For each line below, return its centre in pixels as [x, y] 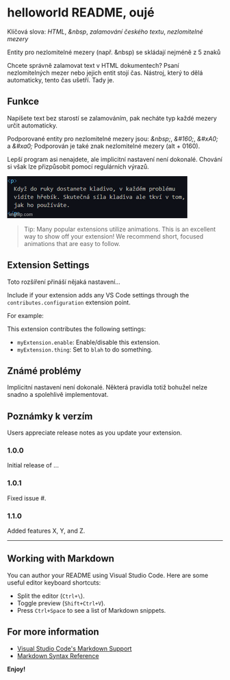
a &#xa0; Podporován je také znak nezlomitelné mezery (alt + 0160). [104, 146]
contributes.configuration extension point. [69, 302]
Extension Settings [48, 265]
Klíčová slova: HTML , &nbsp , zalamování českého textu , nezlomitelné [105, 32]
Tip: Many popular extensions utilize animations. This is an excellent [120, 229]
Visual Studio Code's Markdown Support [74, 648]
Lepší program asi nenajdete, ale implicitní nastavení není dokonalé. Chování [115, 159]
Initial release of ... [33, 465]
